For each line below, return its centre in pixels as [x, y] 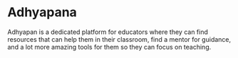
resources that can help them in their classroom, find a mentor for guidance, [119, 39]
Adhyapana [42, 12]
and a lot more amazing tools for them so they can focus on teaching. [109, 47]
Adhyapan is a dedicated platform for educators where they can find [108, 32]
